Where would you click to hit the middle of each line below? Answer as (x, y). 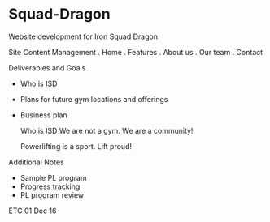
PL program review (52, 194)
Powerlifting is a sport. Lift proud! (76, 146)
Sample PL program (53, 177)
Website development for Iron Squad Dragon (83, 36)
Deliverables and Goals (47, 68)
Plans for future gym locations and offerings (94, 99)
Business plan (44, 115)
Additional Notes (36, 162)
